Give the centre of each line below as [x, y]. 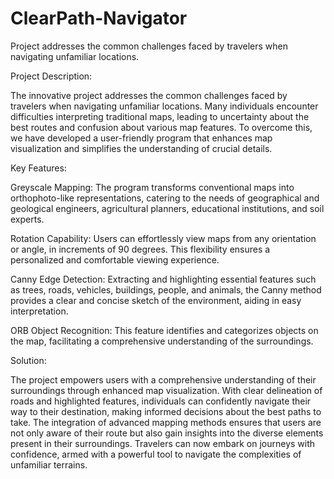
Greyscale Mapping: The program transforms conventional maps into [152, 187]
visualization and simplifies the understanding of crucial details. [141, 148]
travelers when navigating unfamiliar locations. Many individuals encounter [164, 106]
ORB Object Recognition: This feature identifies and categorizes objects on [164, 330]
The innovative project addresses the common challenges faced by [149, 95]
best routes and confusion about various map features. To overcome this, [161, 127]
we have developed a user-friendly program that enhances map [141, 138]
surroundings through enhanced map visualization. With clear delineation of [166, 390]
